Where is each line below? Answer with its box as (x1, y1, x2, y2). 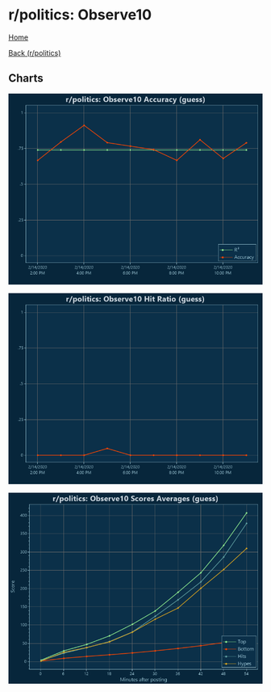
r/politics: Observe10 (8, 6, 152, 24)
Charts (8, 71, 44, 86)
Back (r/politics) (8, 48, 61, 57)
